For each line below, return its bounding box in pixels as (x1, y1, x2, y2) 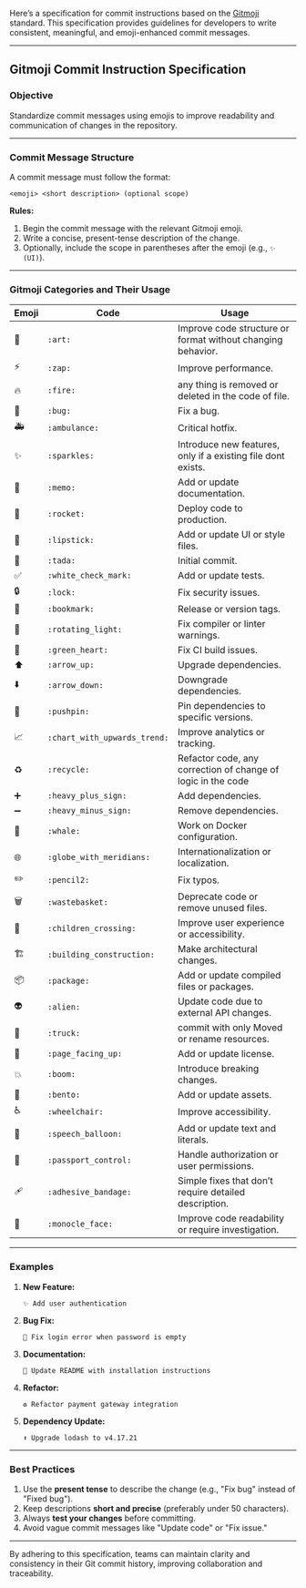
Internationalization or (177, 845, 271, 858)
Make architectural (177, 943, 258, 956)
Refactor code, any (177, 752, 260, 764)
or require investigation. (177, 1224, 280, 1236)
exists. (177, 461, 206, 474)
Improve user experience (177, 917, 285, 929)
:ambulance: (46, 423, 99, 433)
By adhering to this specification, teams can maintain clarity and (9, 1548, 250, 1559)
